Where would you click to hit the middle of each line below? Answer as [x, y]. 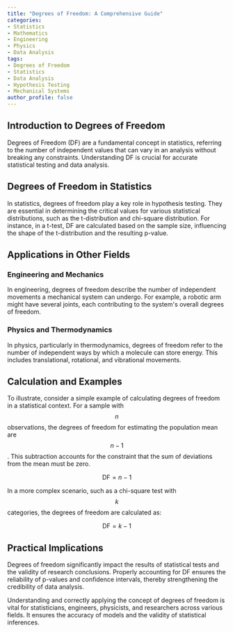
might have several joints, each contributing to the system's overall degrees [116, 305]
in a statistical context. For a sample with [65, 406]
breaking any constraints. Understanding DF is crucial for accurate [103, 157]
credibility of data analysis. [46, 587]
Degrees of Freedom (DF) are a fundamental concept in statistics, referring [114, 143]
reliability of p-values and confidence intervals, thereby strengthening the [113, 580]
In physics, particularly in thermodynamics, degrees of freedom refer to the [115, 345]
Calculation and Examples [65, 382]
